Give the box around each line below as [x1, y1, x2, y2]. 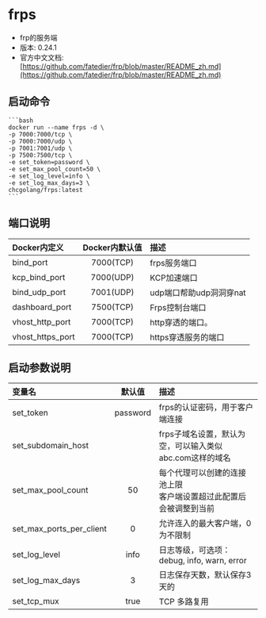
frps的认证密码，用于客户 [158, 402, 254, 413]
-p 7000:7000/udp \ [8, 137, 73, 145]
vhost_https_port [12, 331, 75, 342]
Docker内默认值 [82, 242, 142, 253]
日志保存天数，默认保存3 [158, 570, 252, 581]
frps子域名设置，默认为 [158, 428, 246, 440]
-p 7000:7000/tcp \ [8, 130, 73, 138]
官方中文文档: [19, 52, 64, 62]
